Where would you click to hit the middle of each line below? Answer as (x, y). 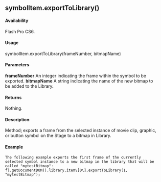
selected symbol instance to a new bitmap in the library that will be (80, 161)
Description (17, 119)
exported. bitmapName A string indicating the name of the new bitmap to (79, 81)
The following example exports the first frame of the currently (73, 157)
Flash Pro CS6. (20, 31)
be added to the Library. (29, 86)
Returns (13, 97)
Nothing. (14, 108)
